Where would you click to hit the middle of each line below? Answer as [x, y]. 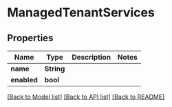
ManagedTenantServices [81, 13]
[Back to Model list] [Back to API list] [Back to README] [86, 97]
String [55, 69]
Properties [30, 38]
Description [92, 57]
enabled [24, 80]
